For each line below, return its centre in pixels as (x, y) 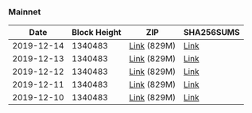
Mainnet (25, 12)
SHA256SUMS (211, 33)
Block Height (96, 33)
